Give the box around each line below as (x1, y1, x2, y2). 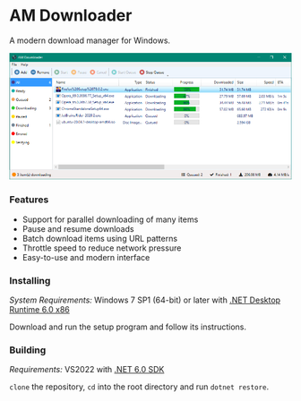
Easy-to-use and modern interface (21, 252, 150, 262)
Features (9, 193, 49, 206)
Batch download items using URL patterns (21, 233, 177, 243)
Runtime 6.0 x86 (9, 303, 70, 314)
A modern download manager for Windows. (9, 35, 171, 46)
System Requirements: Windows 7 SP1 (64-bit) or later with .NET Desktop (9, 294, 280, 305)
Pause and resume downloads (21, 223, 134, 234)
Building (9, 344, 47, 356)
